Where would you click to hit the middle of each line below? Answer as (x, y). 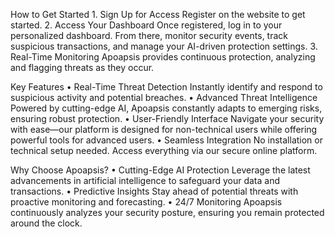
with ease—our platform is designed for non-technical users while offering (164, 129)
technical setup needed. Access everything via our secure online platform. (164, 150)
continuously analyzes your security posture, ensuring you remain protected (167, 212)
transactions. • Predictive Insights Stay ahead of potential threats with (154, 191)
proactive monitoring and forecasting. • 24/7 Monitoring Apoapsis (146, 202)
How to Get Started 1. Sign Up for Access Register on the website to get (158, 14)
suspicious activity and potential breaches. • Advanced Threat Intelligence (164, 97)
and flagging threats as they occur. (82, 67)
